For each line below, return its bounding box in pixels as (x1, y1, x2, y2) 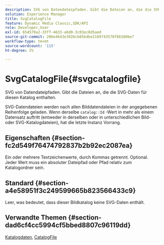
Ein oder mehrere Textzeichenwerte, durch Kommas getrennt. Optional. (5, 154, 148, 160)
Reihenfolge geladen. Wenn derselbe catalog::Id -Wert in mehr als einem (5, 109, 154, 115)
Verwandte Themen (5, 213, 67, 222)
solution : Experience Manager (5, 12, 67, 17)
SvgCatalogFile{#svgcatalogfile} (5, 73, 142, 84)
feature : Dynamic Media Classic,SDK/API (5, 20, 89, 26)
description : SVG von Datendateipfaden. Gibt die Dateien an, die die (5, 7, 152, 12)
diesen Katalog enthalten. (5, 95, 57, 101)
